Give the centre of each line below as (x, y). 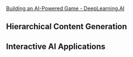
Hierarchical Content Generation (66, 26)
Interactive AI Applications (56, 46)
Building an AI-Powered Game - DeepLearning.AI (65, 8)
